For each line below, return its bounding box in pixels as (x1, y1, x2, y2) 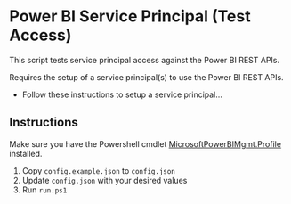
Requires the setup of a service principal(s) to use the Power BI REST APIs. (9, 71, 284, 82)
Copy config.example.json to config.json (21, 165, 176, 175)
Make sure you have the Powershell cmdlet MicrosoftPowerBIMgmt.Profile (9, 138, 282, 149)
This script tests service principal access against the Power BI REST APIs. (9, 54, 280, 65)
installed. (9, 148, 43, 159)
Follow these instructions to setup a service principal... (21, 89, 222, 100)
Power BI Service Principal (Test (9, 6, 251, 27)
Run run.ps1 (21, 184, 68, 195)
